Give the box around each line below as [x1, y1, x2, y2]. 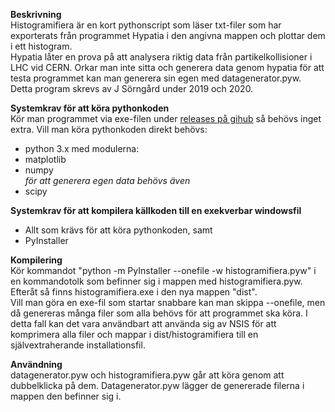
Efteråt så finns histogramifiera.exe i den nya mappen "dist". [10, 286, 258, 298]
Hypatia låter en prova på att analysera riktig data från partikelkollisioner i [10, 51, 313, 63]
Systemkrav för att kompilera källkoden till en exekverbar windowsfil [10, 205, 302, 216]
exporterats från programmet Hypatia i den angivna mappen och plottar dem [10, 30, 326, 41]
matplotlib [24, 154, 67, 165]
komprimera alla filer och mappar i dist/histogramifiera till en [10, 329, 259, 340]
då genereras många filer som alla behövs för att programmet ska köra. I [10, 307, 308, 319]
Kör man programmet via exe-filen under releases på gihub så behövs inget [10, 113, 322, 124]
